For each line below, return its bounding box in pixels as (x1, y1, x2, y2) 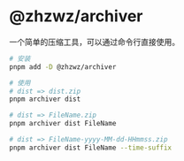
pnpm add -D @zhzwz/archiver (9, 62, 117, 72)
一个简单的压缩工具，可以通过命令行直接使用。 (9, 36, 180, 47)
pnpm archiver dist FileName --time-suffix (9, 143, 172, 152)
